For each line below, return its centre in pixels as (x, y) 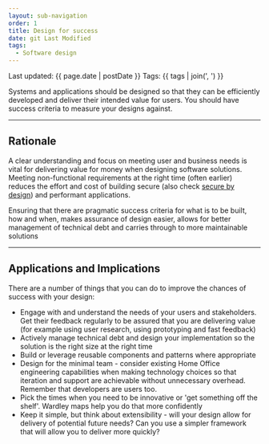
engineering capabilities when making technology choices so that (128, 372)
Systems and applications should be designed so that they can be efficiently (134, 92)
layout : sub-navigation (48, 16)
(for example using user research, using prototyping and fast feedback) (138, 329)
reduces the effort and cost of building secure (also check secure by (121, 186)
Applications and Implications (84, 269)
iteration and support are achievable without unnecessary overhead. (132, 380)
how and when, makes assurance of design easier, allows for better (120, 218)
